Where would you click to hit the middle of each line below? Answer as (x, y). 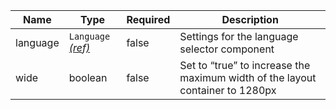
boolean (88, 77)
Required (148, 19)
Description (250, 19)
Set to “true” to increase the (245, 65)
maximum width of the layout (248, 77)
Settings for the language (239, 36)
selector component (227, 49)
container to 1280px (228, 90)
